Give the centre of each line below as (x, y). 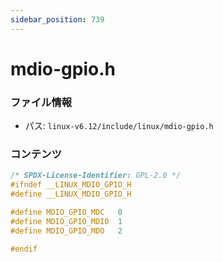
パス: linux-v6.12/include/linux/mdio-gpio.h (119, 126)
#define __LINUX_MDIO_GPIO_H (71, 194)
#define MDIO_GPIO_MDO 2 (66, 231)
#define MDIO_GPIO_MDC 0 (66, 212)
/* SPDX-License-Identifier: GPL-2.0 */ (96, 176)
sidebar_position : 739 (57, 19)
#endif (24, 249)
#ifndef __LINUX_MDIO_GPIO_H (71, 185)
